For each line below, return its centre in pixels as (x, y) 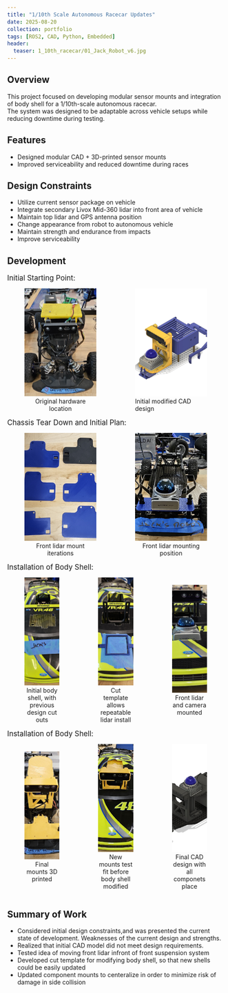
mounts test (116, 865)
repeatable (116, 713)
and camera (189, 705)
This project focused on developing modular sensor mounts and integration (114, 96)
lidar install (116, 720)
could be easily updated (51, 967)
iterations (61, 553)
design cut (42, 713)
